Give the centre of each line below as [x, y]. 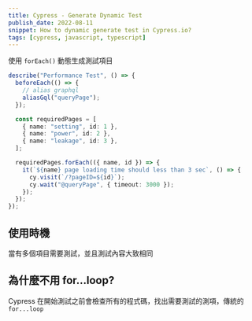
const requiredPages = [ [56, 119]
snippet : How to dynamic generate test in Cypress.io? [100, 30]
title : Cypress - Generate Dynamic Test [76, 15]
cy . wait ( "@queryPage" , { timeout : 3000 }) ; [102, 184]
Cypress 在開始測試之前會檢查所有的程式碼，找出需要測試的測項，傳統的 [126, 301]
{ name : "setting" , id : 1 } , [70, 127]
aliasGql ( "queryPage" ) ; [61, 98]
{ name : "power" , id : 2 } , [67, 134]
